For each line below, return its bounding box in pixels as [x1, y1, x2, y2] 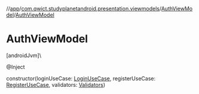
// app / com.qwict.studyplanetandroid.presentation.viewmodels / [6, 5, 161, 12]
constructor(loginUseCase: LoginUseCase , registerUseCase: [6, 74, 156, 82]
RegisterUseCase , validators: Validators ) [6, 81, 106, 88]
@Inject [6, 63, 25, 70]
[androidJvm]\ [6, 52, 42, 59]
